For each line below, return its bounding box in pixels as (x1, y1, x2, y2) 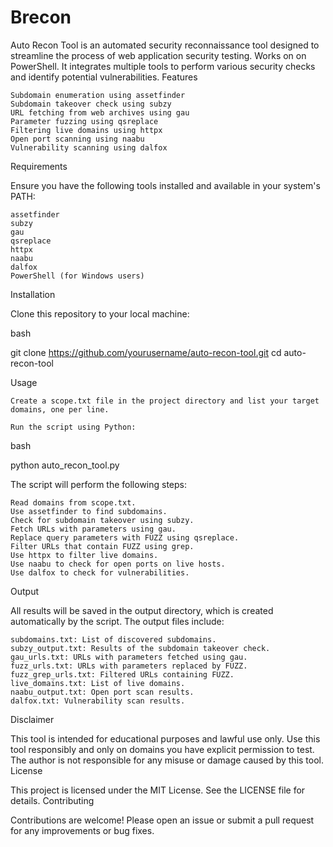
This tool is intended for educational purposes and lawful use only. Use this (10, 732, 321, 745)
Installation (10, 288, 56, 300)
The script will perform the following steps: (10, 478, 188, 490)
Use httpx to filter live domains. (10, 550, 159, 560)
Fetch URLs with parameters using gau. (10, 524, 177, 534)
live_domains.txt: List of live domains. (10, 678, 186, 688)
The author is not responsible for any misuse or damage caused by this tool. (10, 754, 325, 766)
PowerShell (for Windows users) (10, 271, 145, 281)
